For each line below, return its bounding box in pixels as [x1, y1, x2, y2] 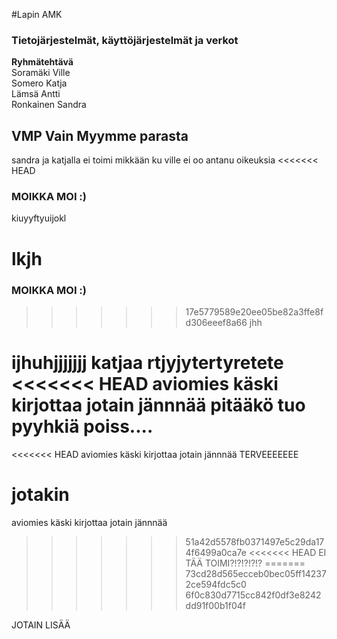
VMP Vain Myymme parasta [11, 127, 189, 144]
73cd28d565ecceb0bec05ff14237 [185, 567, 327, 579]
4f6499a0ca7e [185, 546, 247, 558]
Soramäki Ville [11, 67, 71, 79]
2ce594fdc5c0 [185, 578, 247, 590]
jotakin [11, 484, 70, 506]
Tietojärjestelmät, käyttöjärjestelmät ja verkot [11, 33, 239, 47]
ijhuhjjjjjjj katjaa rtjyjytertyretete [11, 352, 284, 374]
